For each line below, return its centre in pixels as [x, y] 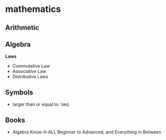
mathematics [33, 9]
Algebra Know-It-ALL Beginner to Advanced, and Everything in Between [87, 132]
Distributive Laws [30, 77]
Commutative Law [31, 66]
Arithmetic [22, 28]
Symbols [19, 92]
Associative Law [29, 71]
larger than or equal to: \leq [40, 104]
